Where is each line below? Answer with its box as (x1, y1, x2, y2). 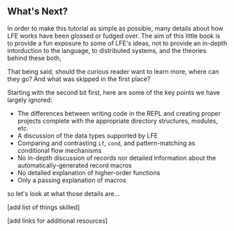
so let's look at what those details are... (7, 189, 120, 198)
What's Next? (7, 6, 68, 17)
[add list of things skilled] (7, 202, 80, 211)
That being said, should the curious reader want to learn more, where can (7, 67, 219, 75)
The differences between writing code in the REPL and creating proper (17, 109, 221, 117)
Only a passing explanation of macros (17, 176, 126, 184)
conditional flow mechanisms (17, 146, 102, 154)
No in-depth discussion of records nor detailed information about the (17, 154, 217, 162)
